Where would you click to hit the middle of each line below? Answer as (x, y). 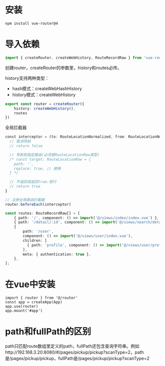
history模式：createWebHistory (44, 95)
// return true (25, 187)
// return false (26, 146)
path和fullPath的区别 (48, 332)
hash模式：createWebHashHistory (47, 88)
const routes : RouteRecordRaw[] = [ (42, 213)
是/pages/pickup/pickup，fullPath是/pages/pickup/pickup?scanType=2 (77, 358)
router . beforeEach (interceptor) (38, 204)
